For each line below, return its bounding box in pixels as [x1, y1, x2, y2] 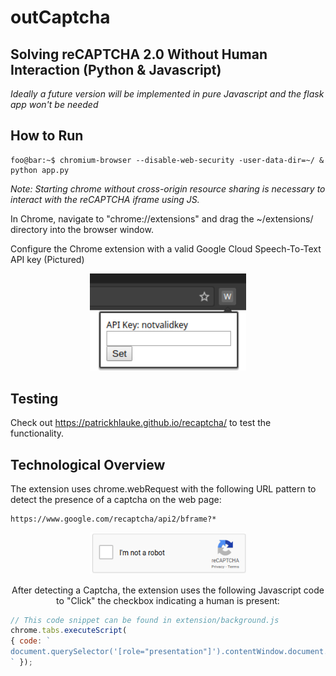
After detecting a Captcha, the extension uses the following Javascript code [11, 584, 325, 596]
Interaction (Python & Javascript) [10, 61, 222, 78]
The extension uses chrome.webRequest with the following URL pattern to [10, 482, 317, 495]
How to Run [10, 127, 84, 145]
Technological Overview [10, 456, 166, 473]
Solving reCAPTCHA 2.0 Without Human [10, 46, 268, 63]
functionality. [10, 427, 65, 440]
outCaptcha [10, 6, 111, 29]
